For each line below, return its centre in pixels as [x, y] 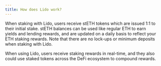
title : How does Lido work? [34, 9]
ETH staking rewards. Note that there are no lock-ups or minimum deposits [80, 39]
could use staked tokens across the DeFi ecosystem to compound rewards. [80, 58]
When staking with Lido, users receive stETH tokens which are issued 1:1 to [80, 23]
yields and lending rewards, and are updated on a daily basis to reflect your [81, 33]
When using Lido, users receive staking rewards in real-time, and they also [80, 53]
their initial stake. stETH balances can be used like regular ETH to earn [76, 28]
